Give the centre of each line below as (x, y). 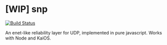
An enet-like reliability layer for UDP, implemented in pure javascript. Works (84, 32)
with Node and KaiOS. (28, 38)
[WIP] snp (27, 9)
